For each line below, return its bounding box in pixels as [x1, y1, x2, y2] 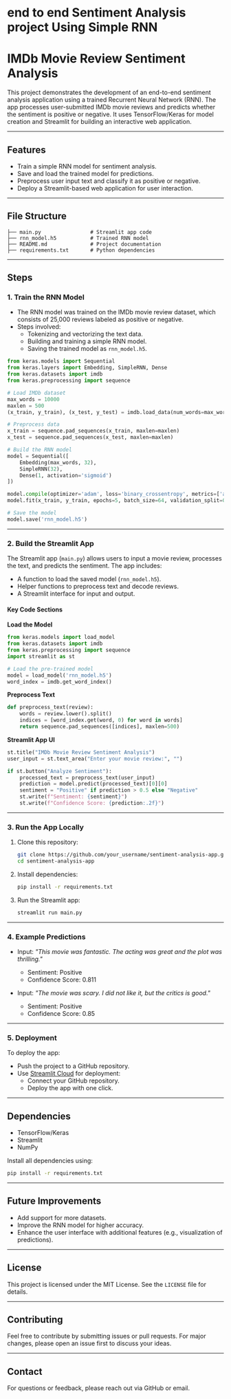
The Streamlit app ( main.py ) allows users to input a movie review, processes [7, 554, 222, 563]
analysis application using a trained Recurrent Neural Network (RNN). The [7, 96, 217, 104]
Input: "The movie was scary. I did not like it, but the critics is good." [16, 989, 211, 997]
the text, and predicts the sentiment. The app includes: [7, 562, 162, 570]
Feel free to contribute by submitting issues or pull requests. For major [7, 1332, 206, 1341]
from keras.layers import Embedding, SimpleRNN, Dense [7, 365, 168, 371]
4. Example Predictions [7, 932, 86, 942]
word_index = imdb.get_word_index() [7, 678, 112, 685]
